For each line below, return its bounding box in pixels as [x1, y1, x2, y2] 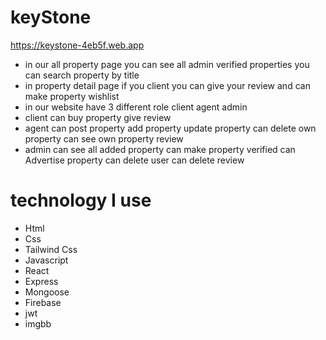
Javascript [24, 254, 69, 266]
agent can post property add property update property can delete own [24, 122, 317, 134]
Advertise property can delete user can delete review [24, 154, 245, 166]
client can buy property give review [24, 111, 172, 123]
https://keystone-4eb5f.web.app [10, 39, 145, 51]
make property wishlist [24, 90, 120, 102]
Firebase [24, 296, 62, 308]
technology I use [10, 189, 152, 212]
